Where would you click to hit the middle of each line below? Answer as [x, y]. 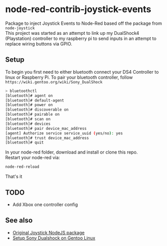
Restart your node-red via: [33, 158]
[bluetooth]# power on [29, 105]
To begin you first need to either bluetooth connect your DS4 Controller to [82, 72]
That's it [14, 177]
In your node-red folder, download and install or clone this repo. [71, 152]
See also [19, 220]
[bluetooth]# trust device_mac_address [47, 138]
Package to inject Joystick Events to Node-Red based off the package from [84, 23]
